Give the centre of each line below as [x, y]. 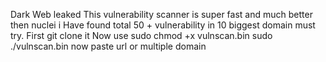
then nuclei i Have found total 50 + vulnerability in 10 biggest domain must [163, 25]
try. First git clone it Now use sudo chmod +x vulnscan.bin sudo [141, 35]
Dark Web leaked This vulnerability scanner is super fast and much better [161, 14]
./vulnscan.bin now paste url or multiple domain [108, 46]
